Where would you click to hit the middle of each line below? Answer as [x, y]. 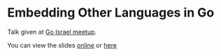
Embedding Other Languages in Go [111, 13]
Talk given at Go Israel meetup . [52, 32]
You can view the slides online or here [62, 45]
